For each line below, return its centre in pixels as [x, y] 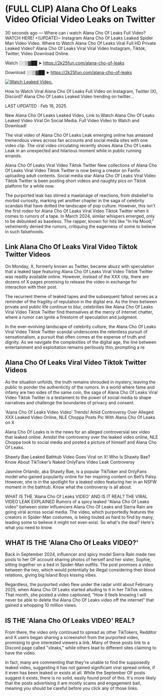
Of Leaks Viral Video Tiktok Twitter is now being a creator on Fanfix [72, 170]
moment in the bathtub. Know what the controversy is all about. [69, 487]
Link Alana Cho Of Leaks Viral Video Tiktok [71, 247]
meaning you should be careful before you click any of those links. [72, 688]
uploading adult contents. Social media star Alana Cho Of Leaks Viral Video [81, 175]
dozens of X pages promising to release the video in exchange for [71, 282]
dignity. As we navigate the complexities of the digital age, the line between [81, 342]
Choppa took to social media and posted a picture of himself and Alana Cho [81, 442]
